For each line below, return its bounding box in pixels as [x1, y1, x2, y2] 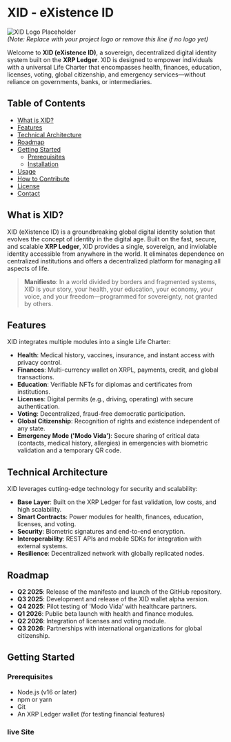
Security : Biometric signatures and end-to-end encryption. [17, 528, 185, 536]
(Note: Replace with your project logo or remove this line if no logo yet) [7, 34, 209, 43]
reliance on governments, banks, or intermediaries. [7, 77, 152, 86]
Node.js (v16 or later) [17, 688, 77, 696]
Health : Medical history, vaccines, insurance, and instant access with [17, 351, 215, 359]
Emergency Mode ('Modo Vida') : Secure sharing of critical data [17, 432, 200, 440]
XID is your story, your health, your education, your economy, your [23, 285, 214, 293]
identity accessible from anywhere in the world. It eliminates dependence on [7, 250, 225, 258]
